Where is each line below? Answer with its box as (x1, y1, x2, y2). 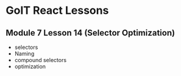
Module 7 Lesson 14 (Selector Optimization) (5, 28, 175, 38)
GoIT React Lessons (5, 4, 109, 17)
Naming (14, 50, 35, 57)
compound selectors (14, 57, 67, 63)
